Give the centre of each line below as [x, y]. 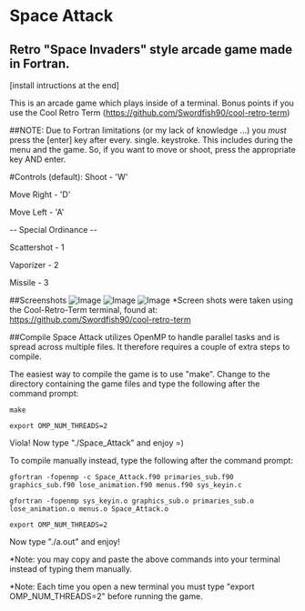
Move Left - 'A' [37, 212]
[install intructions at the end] [65, 85]
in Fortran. [40, 63]
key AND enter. [38, 159]
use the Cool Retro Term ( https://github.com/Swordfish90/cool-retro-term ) [150, 113]
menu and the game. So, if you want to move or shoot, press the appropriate [152, 150]
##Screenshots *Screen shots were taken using [152, 300]
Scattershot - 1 [37, 247]
